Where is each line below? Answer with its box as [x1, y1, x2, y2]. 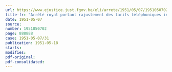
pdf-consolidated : [5, 59, 45, 64]
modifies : [5, 50, 27, 55]
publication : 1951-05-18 [5, 41, 58, 46]
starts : [5, 45, 22, 50]
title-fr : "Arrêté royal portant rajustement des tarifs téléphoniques [5, 12, 161, 17]
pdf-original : [5, 54, 36, 60]
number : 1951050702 [5, 26, 47, 31]
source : [5, 21, 22, 27]
